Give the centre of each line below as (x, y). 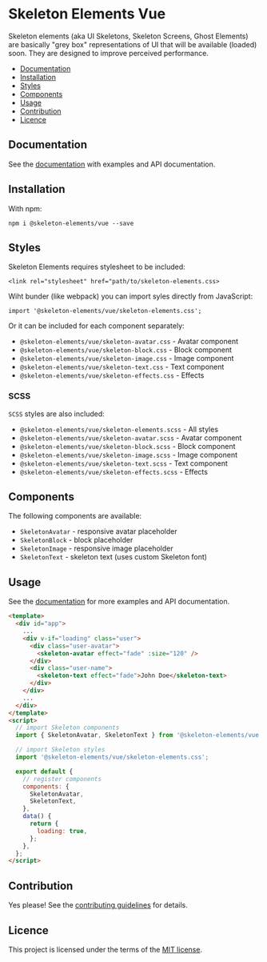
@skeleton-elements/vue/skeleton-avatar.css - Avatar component (129, 342)
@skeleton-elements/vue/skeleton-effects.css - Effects (112, 375)
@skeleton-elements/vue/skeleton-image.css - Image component (127, 359)
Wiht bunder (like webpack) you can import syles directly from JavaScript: (131, 296)
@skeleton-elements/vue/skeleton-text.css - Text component (122, 367)
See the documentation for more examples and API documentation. (119, 602)
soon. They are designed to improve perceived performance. (109, 53)
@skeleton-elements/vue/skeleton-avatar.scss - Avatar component (131, 438)
